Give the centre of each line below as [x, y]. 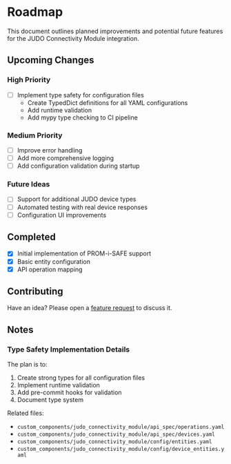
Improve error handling [50, 150]
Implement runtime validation [58, 385]
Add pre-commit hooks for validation [69, 393]
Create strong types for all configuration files [81, 378]
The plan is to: [28, 365]
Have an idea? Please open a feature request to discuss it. [90, 308]
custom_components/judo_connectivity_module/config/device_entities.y [121, 449]
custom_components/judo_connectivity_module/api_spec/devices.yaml [116, 435]
